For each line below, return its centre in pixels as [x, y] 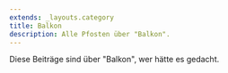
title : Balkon [36, 26]
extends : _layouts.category [62, 17]
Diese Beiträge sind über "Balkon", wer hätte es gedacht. [114, 60]
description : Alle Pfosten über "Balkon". [90, 34]
